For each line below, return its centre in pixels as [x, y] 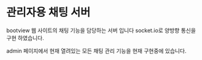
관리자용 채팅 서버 [48, 12]
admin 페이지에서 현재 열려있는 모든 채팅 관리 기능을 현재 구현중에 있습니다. [96, 51]
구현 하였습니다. [25, 38]
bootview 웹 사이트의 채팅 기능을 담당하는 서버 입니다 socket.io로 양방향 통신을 [101, 30]
